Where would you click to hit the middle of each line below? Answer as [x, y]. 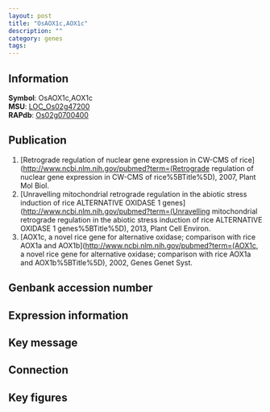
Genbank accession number [81, 288]
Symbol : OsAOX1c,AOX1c [50, 98]
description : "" [35, 31]
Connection [38, 370]
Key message [43, 342]
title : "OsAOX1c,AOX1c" [48, 23]
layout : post [30, 16]
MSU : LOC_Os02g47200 [49, 106]
